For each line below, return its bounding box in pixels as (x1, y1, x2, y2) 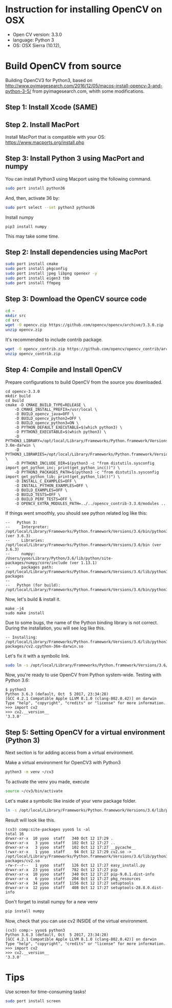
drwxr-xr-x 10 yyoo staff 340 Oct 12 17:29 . (5, 836, 114, 841)
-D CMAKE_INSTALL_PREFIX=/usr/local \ (14, 407, 97, 412)
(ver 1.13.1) (69, 560, 97, 565)
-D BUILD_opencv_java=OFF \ (14, 411, 74, 416)
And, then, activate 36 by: (5, 195, 60, 201)
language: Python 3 (12, 37, 54, 43)
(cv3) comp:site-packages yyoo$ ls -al (5, 827, 91, 832)
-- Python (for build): (5, 582, 60, 587)
